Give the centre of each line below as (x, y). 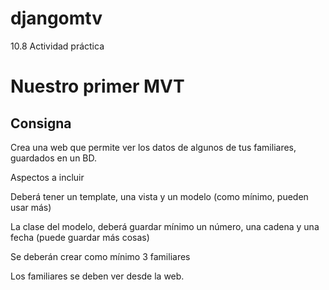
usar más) (31, 207)
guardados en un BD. (54, 158)
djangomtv (56, 18)
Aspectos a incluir (47, 177)
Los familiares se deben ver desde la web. (97, 276)
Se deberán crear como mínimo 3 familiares (100, 256)
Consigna (41, 123)
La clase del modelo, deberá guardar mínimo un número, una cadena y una (165, 226)
